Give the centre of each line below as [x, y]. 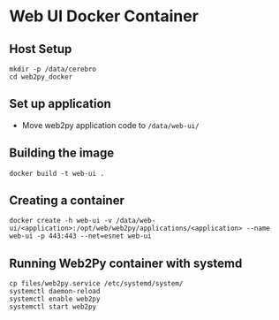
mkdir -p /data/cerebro [53, 69]
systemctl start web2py [53, 307]
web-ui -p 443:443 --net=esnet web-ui [80, 236]
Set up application [60, 104]
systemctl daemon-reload [55, 292]
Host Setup [41, 49]
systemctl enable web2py [55, 299]
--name [258, 229]
